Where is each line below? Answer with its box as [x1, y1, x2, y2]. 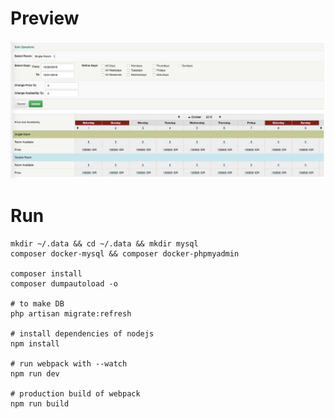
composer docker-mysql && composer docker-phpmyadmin [10, 248, 240, 259]
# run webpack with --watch [10, 358, 128, 369]
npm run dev [10, 368, 60, 379]
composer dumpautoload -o [10, 278, 118, 289]
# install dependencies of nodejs [10, 328, 155, 339]
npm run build [10, 398, 70, 409]
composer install [10, 268, 83, 279]
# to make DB [10, 298, 65, 309]
